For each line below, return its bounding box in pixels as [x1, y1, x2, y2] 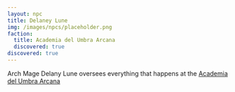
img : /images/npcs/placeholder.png [7, 23, 113, 30]
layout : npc [7, 10, 42, 18]
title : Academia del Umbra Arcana [13, 37, 115, 44]
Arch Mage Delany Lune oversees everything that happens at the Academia [7, 69, 229, 78]
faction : [7, 30, 33, 38]
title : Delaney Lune [7, 17, 69, 24]
